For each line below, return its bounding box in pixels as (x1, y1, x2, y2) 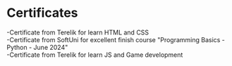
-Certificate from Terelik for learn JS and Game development (6, 51, 183, 59)
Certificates (6, 5, 78, 21)
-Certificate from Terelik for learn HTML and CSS (6, 28, 149, 37)
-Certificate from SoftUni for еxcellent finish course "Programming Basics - (6, 35, 225, 44)
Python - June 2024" (6, 43, 68, 51)
